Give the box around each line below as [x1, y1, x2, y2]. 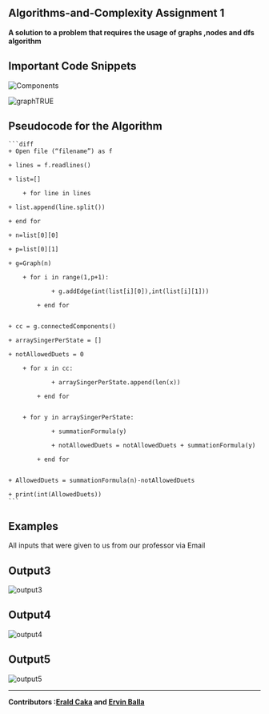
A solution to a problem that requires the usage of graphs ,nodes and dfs [8, 27, 255, 37]
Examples [8, 519, 58, 533]
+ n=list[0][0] [8, 231, 59, 239]
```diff [8, 140, 34, 149]
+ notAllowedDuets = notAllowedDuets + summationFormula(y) [50, 442, 256, 450]
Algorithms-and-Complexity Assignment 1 [8, 6, 225, 20]
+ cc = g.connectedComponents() [8, 323, 116, 331]
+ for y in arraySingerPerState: [22, 414, 134, 422]
